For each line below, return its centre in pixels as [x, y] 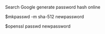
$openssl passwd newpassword [38, 26]
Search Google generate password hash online [53, 7]
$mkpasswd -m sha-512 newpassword [45, 17]
